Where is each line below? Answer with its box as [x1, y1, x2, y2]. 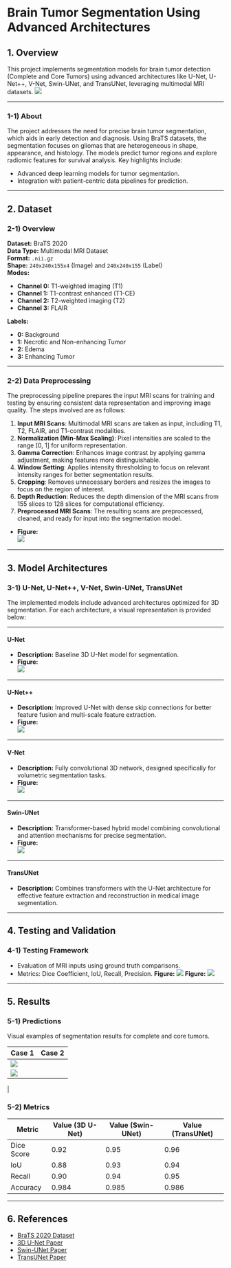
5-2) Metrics [7, 1102, 50, 1112]
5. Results [7, 996, 51, 1008]
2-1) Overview [7, 223, 56, 233]
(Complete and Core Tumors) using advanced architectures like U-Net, [7, 72, 208, 80]
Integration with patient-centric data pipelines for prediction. [16, 177, 188, 185]
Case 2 [41, 1048, 65, 1058]
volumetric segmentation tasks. [16, 771, 107, 779]
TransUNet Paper [16, 1253, 67, 1262]
